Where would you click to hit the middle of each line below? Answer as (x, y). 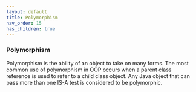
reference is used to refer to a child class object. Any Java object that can (98, 76)
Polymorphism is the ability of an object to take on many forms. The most (97, 63)
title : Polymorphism (32, 18)
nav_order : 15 (24, 23)
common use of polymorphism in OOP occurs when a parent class (89, 70)
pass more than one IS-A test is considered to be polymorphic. (84, 82)
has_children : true (31, 29)
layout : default (27, 12)
